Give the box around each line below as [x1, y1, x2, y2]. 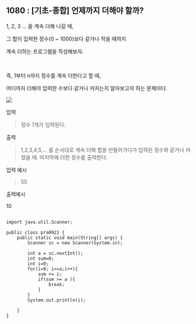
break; [48, 281, 65, 287]
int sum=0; [27, 255, 54, 262]
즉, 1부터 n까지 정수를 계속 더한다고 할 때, [6, 72, 101, 79]
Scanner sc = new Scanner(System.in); [27, 240, 123, 246]
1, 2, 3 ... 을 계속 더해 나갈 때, [6, 23, 74, 30]
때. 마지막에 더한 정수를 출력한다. [31, 153, 108, 161]
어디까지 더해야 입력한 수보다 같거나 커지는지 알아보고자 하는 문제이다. [6, 84, 168, 92]
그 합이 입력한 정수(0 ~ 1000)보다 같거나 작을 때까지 [6, 35, 126, 42]
